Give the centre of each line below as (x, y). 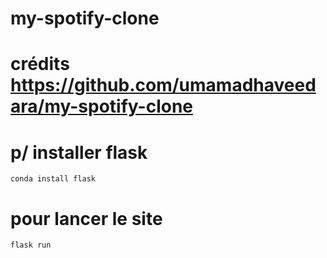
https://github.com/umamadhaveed (163, 85)
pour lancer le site (86, 218)
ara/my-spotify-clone (102, 106)
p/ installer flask (79, 152)
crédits (40, 64)
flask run (31, 245)
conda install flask (53, 179)
